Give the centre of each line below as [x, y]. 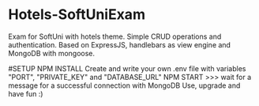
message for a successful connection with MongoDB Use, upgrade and [124, 85]
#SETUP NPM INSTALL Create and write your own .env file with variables [127, 68]
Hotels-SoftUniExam [77, 15]
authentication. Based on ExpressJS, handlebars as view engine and [120, 44]
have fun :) [26, 93]
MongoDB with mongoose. [52, 53]
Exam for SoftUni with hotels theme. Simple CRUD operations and [115, 36]
